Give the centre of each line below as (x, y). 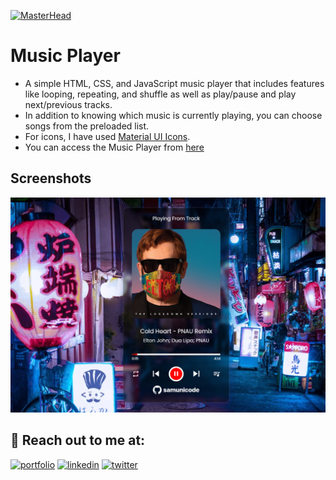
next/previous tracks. (68, 104)
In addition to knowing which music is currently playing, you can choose (173, 115)
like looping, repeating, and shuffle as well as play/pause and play (160, 94)
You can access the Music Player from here (114, 147)
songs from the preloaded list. (87, 126)
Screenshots (51, 178)
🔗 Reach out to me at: (78, 440)
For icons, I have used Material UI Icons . (107, 136)
